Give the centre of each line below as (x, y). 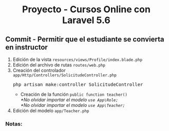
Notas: (14, 124)
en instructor (26, 47)
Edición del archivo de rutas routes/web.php (59, 65)
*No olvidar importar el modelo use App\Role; (69, 100)
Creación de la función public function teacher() (74, 94)
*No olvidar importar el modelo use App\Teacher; (73, 105)
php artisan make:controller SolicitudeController (78, 85)
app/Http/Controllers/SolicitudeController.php (64, 75)
